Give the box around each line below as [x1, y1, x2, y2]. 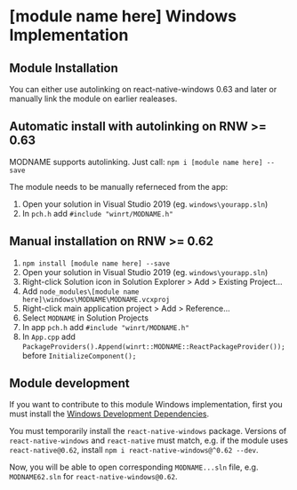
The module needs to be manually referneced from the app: [9, 181, 229, 192]
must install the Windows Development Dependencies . [9, 408, 210, 419]
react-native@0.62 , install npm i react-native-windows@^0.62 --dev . [9, 445, 260, 455]
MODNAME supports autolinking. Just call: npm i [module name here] [9, 156, 263, 167]
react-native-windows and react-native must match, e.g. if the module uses [9, 435, 289, 446]
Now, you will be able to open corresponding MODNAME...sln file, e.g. [9, 462, 259, 472]
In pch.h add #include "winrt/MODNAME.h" [21, 208, 173, 218]
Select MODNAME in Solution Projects [21, 312, 149, 323]
